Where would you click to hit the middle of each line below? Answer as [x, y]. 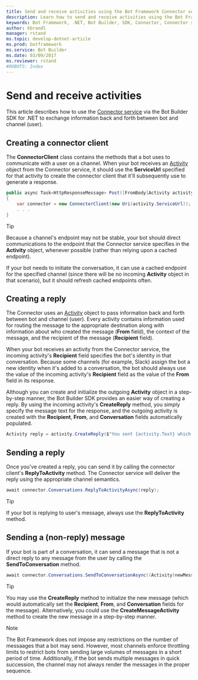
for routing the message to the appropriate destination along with [85, 325]
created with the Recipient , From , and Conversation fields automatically [94, 417]
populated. [19, 423]
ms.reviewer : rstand [32, 61]
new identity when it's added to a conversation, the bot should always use [96, 368]
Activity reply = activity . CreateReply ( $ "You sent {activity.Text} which [99, 434]
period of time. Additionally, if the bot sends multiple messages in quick [93, 658]
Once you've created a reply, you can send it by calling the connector [90, 467]
